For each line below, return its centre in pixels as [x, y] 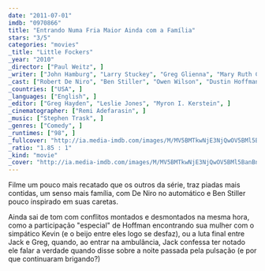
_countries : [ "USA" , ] [45, 89]
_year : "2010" [32, 60]
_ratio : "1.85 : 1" [40, 148]
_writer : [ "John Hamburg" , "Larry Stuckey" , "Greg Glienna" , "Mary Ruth [130, 74]
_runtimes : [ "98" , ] [42, 133]
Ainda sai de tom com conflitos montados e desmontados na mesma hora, [129, 217]
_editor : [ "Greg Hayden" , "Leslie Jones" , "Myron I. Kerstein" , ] [119, 104]
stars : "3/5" [30, 38]
